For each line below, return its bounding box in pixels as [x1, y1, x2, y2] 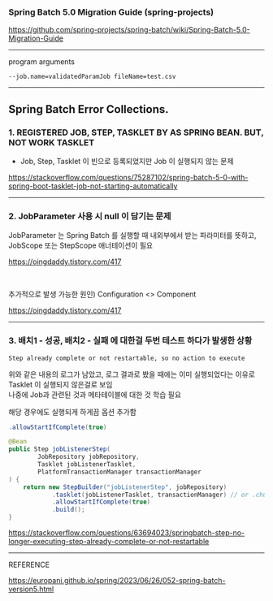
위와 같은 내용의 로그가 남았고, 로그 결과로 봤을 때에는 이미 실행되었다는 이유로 [8, 369, 256, 379]
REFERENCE [8, 560, 50, 570]
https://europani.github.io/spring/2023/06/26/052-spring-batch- [8, 576, 226, 586]
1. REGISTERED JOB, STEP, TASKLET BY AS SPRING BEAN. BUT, [8, 127, 264, 138]
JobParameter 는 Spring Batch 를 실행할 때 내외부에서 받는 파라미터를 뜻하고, [8, 231, 258, 240]
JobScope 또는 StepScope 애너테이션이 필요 [8, 240, 153, 250]
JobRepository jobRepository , [37, 453, 140, 461]
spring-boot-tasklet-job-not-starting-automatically [8, 181, 178, 191]
